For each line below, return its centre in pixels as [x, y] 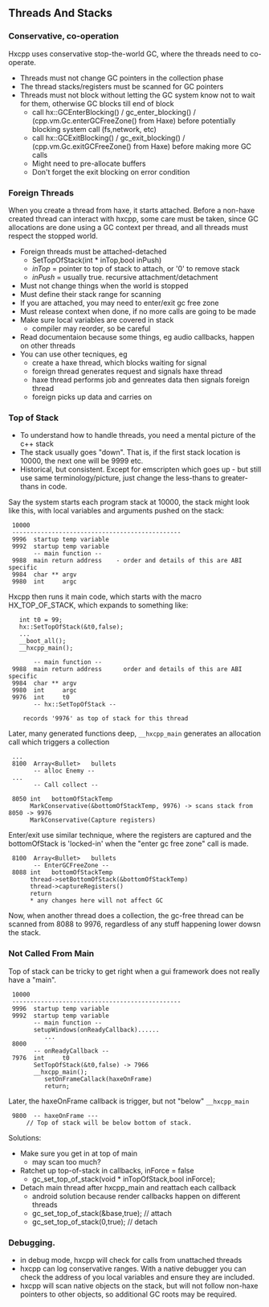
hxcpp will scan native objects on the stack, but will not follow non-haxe [139, 1285]
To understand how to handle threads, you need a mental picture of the [138, 435]
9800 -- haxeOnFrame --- [55, 1115]
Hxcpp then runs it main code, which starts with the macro [105, 597]
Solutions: [25, 1137]
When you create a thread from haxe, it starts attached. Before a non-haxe [132, 210]
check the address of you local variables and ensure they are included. [137, 1277]
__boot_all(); [43, 641]
